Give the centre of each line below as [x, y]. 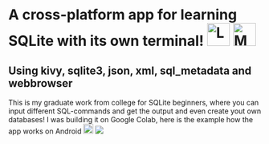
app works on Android [45, 131]
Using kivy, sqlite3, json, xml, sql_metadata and [130, 70]
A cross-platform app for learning [123, 15]
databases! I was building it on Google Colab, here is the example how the [131, 119]
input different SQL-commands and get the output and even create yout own [135, 111]
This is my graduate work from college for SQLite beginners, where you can [134, 103]
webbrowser [41, 83]
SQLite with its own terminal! [106, 41]
